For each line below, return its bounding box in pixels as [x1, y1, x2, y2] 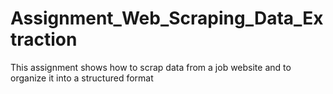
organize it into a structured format [10, 72, 154, 84]
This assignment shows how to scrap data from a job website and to [10, 61, 292, 73]
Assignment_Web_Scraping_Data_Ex [10, 7, 324, 30]
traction [10, 28, 78, 51]
